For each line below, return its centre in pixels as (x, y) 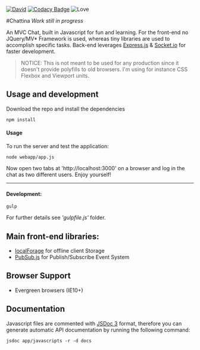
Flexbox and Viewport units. (55, 76)
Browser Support (39, 276)
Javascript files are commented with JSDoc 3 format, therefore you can (94, 323)
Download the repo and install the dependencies (65, 109)
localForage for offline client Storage (60, 251)
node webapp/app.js (30, 157)
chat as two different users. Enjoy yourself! (59, 175)
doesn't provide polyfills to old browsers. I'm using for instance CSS (104, 69)
